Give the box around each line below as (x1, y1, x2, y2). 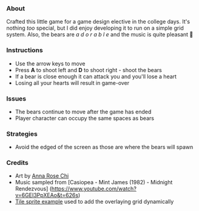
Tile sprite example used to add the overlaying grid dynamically (15, 198, 174, 206)
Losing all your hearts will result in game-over (15, 79, 130, 86)
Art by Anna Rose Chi (15, 172, 69, 179)
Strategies (6, 129, 38, 138)
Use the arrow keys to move (15, 59, 86, 67)
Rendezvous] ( (15, 185, 52, 192)
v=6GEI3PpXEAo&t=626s (15, 192, 79, 199)
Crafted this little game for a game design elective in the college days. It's (6, 18, 190, 25)
